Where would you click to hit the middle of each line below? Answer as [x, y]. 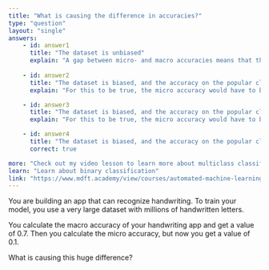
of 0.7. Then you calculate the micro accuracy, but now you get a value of [129, 234]
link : [17, 178]
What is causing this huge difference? [71, 258]
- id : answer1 [46, 46]
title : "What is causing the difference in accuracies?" [105, 16]
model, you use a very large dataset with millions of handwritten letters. [126, 210]
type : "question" [37, 23]
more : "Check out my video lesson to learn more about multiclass [121, 163]
